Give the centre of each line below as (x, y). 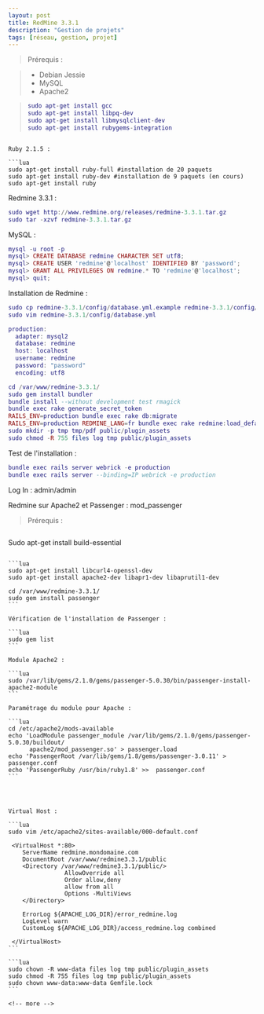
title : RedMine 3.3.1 (44, 23)
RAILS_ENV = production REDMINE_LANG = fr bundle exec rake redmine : (117, 424)
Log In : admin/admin (42, 490)
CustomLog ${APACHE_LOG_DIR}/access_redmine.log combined (119, 928)
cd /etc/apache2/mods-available (61, 728)
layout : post (29, 15)
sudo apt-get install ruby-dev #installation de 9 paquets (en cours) (126, 176)
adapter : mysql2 (42, 336)
